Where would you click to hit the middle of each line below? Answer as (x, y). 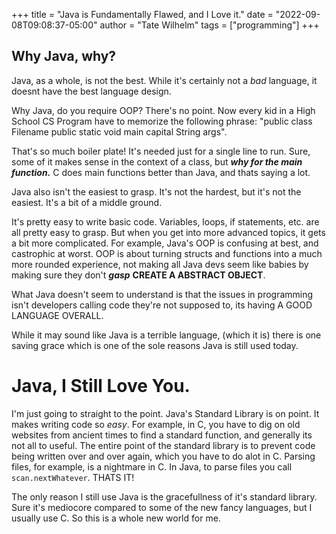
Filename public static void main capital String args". (119, 131)
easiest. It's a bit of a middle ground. (87, 202)
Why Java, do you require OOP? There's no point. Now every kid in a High (163, 110)
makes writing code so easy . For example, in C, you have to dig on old (156, 424)
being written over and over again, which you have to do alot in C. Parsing (163, 456)
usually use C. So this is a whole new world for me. (116, 518)
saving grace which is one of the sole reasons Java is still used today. (155, 345)
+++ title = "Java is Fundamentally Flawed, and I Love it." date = (142, 14)
